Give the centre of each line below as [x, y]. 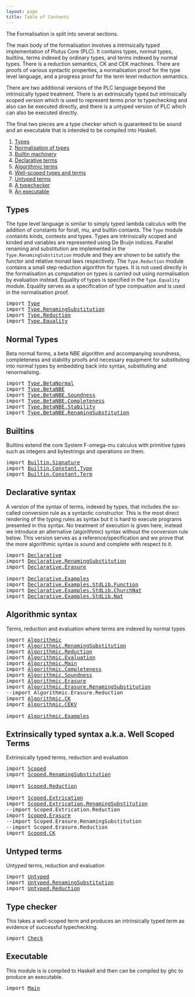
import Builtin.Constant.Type [49, 468]
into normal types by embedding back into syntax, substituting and [86, 366]
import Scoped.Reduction [41, 786]
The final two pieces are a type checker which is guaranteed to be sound [94, 124]
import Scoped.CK [31, 833]
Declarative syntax [41, 492]
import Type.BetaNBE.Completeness [55, 401]
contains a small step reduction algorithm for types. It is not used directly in [97, 267]
